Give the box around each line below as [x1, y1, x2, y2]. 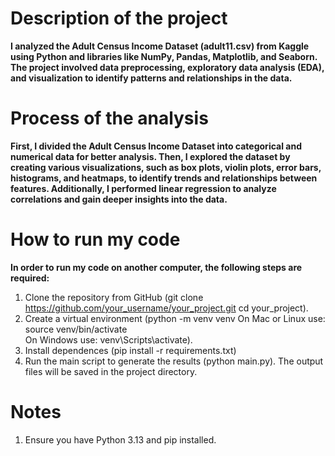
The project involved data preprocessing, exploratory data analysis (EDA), [10, 61, 325, 73]
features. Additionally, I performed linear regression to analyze [10, 182, 277, 194]
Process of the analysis [10, 107, 209, 130]
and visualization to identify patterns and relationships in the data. [10, 72, 293, 84]
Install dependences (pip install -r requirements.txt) [24, 344, 237, 356]
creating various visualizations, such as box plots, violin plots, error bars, [10, 161, 322, 173]
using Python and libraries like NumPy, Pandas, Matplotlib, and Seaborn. [10, 50, 318, 62]
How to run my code [10, 228, 181, 251]
